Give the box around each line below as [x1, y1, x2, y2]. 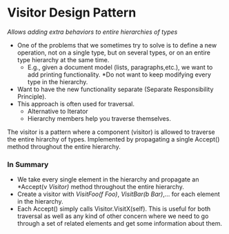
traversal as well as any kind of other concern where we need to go [17, 212, 209, 220]
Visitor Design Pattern [7, 5, 137, 21]
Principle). [17, 92, 47, 101]
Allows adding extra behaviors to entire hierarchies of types [7, 28, 178, 36]
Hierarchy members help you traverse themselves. [27, 114, 171, 122]
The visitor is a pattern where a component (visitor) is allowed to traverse [7, 128, 215, 136]
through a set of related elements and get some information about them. [17, 220, 223, 228]
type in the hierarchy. [27, 77, 88, 86]
